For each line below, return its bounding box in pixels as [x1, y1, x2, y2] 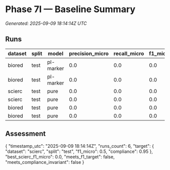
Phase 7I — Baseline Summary [5, 4, 136, 15]
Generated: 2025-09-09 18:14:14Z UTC [5, 20, 87, 26]
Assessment [5, 130, 46, 138]
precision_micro [69, 50, 109, 57]
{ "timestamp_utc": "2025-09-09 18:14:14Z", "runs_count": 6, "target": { [5, 143, 154, 149]
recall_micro [113, 50, 144, 57]
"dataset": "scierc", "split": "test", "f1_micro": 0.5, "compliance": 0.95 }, [5, 148, 153, 154]
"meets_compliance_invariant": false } [5, 159, 84, 165]
